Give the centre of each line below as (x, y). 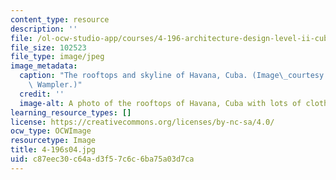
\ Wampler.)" (55, 85)
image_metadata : (44, 66)
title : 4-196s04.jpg (53, 150)
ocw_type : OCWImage (51, 131)
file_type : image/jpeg (57, 57)
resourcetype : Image (53, 141)
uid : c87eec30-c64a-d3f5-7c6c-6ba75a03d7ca (102, 159)
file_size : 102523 (48, 47)
